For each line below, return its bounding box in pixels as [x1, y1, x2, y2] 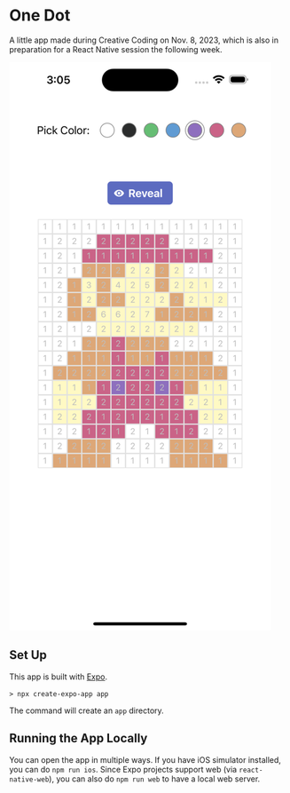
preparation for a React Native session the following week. [9, 44, 223, 54]
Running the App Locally [9, 731, 148, 746]
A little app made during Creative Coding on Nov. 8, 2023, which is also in [9, 35, 279, 45]
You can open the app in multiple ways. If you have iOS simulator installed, [9, 754, 282, 765]
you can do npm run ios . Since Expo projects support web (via [9, 764, 238, 774]
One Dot [9, 5, 71, 26]
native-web [9, 774, 50, 784]
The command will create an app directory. [9, 705, 164, 716]
